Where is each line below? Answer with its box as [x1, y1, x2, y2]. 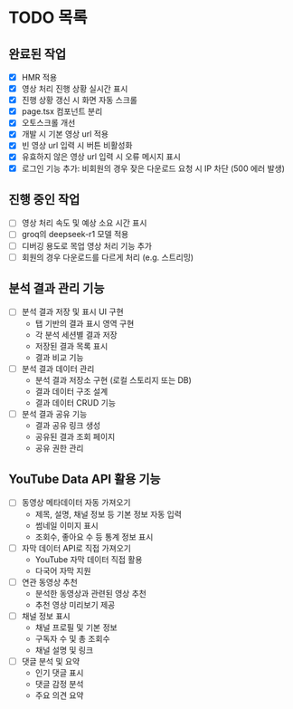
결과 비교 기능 [34, 351, 84, 362]
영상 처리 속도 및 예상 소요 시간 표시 [21, 217, 147, 228]
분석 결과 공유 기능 [21, 408, 88, 419]
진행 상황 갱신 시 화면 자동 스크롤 [21, 95, 137, 106]
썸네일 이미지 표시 [34, 520, 99, 531]
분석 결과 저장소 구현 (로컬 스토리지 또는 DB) [34, 374, 192, 385]
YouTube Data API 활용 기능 [8, 472, 161, 487]
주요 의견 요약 [34, 689, 84, 701]
